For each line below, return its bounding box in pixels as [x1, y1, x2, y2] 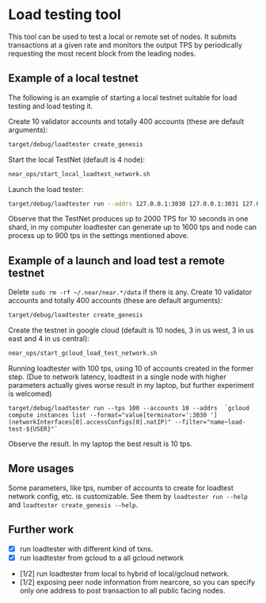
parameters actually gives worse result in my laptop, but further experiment [8, 380, 255, 390]
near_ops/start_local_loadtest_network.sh [8, 170, 150, 178]
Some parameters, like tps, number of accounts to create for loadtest [8, 482, 234, 493]
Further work [8, 523, 74, 536]
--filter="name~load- [174, 418, 246, 426]
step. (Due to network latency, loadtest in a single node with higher [8, 371, 227, 382]
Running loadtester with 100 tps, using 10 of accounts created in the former [8, 363, 254, 373]
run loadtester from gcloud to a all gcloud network [19, 553, 184, 563]
